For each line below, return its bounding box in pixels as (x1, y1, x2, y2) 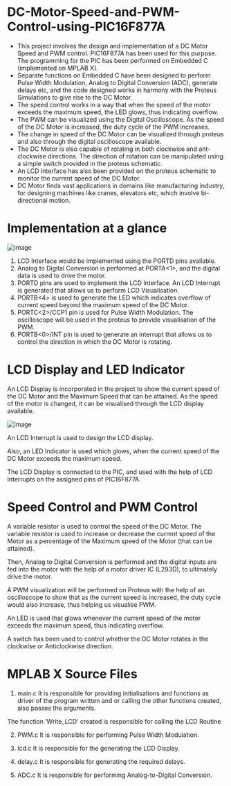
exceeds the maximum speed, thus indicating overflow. (7, 621, 165, 630)
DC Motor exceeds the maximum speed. (7, 454, 122, 462)
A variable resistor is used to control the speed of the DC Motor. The (7, 522, 202, 530)
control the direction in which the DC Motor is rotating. (17, 337, 173, 346)
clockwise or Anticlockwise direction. (7, 641, 113, 650)
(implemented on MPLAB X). (17, 64, 99, 72)
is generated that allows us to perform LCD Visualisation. (17, 286, 180, 294)
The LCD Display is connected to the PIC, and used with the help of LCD (7, 468, 213, 476)
